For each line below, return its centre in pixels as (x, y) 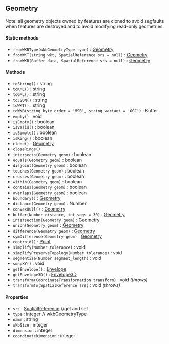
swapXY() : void (28, 263)
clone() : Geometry (33, 144)
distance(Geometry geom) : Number (50, 204)
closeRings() (27, 149)
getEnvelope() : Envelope (39, 269)
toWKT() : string (29, 105)
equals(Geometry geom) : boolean (47, 160)
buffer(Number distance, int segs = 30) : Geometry (69, 215)
